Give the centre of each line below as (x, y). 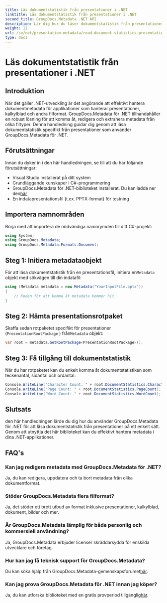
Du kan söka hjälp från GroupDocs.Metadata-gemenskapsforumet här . (77, 571)
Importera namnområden (45, 215)
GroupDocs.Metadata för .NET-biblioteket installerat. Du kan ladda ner (84, 188)
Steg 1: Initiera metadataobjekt (53, 260)
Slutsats (18, 409)
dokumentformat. (23, 483)
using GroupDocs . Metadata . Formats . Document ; (52, 245)
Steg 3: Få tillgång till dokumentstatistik (68, 358)
